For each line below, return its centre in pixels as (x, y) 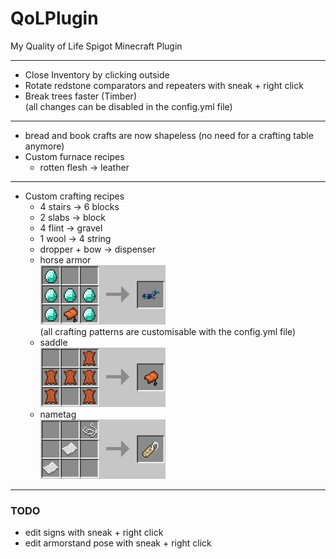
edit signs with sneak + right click (94, 532)
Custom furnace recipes (74, 156)
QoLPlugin (54, 18)
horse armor (65, 259)
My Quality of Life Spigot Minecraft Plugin (96, 46)
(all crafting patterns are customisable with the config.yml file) (168, 331)
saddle (53, 342)
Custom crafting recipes (74, 196)
